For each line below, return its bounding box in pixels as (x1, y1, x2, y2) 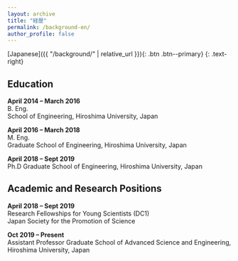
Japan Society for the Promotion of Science (7, 216, 136, 225)
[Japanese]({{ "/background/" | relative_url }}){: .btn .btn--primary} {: (7, 50, 210, 58)
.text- (211, 50, 227, 58)
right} (7, 58, 24, 66)
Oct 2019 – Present (7, 230, 65, 239)
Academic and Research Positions (7, 183, 162, 195)
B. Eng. (7, 105, 28, 113)
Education (7, 78, 54, 90)
